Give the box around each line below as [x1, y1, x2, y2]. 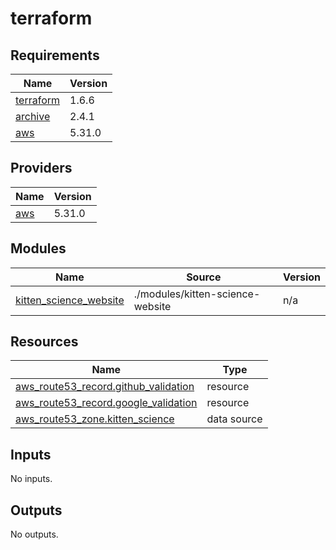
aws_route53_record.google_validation [15, 396, 198, 410]
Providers [10, 160, 73, 177]
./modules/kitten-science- [133, 287, 261, 301]
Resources [10, 333, 79, 351]
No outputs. [10, 528, 59, 541]
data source [206, 412, 263, 426]
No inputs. [10, 473, 53, 485]
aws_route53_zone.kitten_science [15, 412, 175, 426]
